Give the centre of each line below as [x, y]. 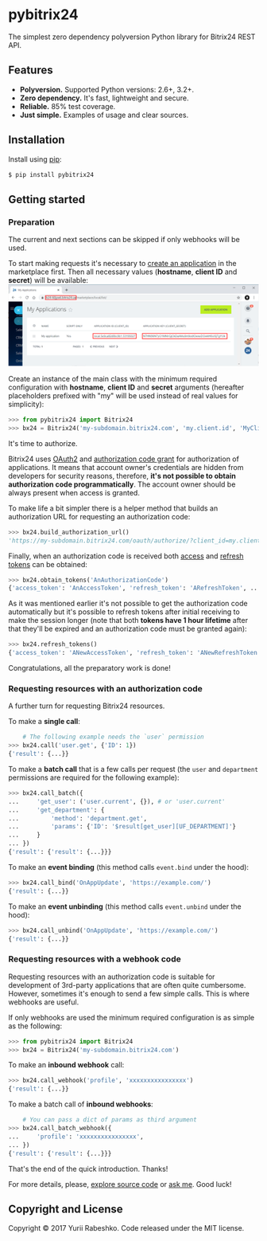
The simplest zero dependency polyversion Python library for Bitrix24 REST [132, 37]
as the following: [35, 1026]
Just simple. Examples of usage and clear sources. [104, 115]
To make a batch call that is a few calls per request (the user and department [133, 769]
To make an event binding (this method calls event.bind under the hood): [128, 867]
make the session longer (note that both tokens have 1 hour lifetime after [128, 620]
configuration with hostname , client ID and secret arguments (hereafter [126, 387]
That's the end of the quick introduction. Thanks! [88, 1169]
